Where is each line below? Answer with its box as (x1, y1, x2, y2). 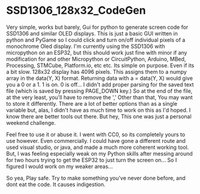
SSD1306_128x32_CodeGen (6, 4, 146, 17)
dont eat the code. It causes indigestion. (6, 181, 106, 188)
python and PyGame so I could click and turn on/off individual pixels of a (6, 36, 186, 43)
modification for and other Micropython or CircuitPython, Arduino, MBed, (6, 55, 186, 62)
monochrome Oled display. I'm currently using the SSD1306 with (6, 43, 165, 50)
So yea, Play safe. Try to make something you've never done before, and (6, 174, 186, 181)
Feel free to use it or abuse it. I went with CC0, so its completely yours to (6, 130, 186, 138)
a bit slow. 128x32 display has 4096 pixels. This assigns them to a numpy (6, 68, 187, 75)
